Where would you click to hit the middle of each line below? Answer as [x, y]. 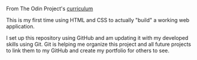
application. [20, 26]
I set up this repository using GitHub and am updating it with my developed [97, 38]
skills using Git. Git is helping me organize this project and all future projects [98, 44]
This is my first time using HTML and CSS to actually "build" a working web [98, 20]
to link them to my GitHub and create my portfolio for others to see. [88, 50]
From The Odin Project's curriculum [50, 9]
